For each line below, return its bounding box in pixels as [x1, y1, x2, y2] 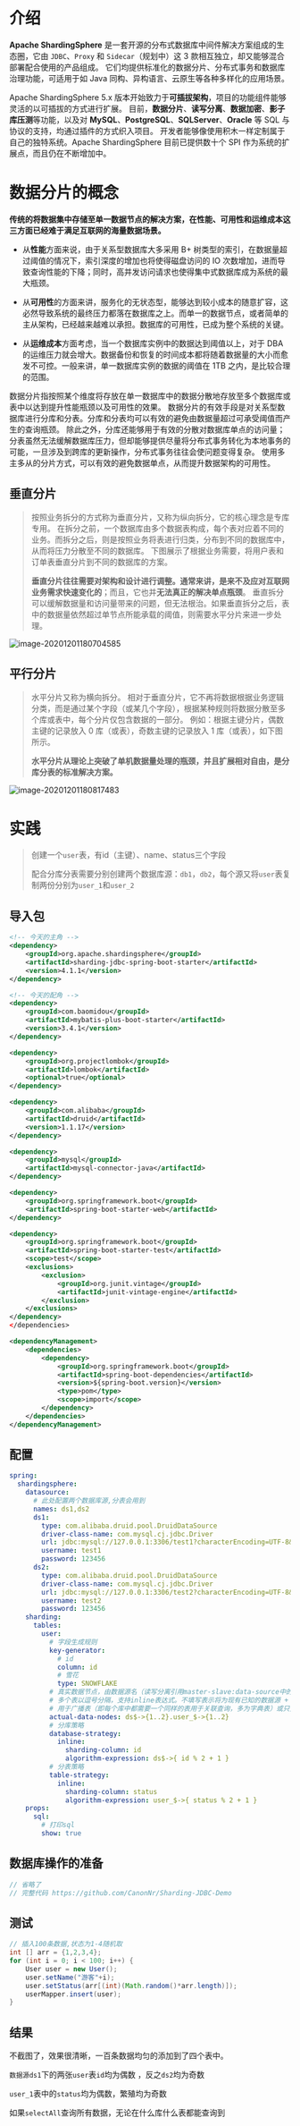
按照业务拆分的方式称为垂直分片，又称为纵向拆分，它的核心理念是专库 [30, 512, 290, 522]
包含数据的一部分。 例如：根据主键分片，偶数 [117, 714, 284, 724]
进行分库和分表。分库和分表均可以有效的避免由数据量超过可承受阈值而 [24, 412, 283, 423]
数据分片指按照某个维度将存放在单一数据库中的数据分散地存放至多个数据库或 [9, 390, 291, 401]
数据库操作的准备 [9, 1856, 104, 1871]
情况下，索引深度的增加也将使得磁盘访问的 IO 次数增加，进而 [53, 255, 279, 266]
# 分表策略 [48, 1763, 85, 1772]
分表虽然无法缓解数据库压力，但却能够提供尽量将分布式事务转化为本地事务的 [9, 435, 291, 445]
